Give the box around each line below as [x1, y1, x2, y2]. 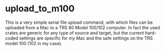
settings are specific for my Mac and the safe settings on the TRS [19, 35, 153, 41]
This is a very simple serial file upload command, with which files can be [5, 19, 153, 25]
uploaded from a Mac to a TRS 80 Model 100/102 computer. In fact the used [5, 24, 160, 30]
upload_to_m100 [5, 3, 75, 14]
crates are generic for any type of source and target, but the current [5, 30, 144, 36]
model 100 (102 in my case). [5, 40, 63, 46]
